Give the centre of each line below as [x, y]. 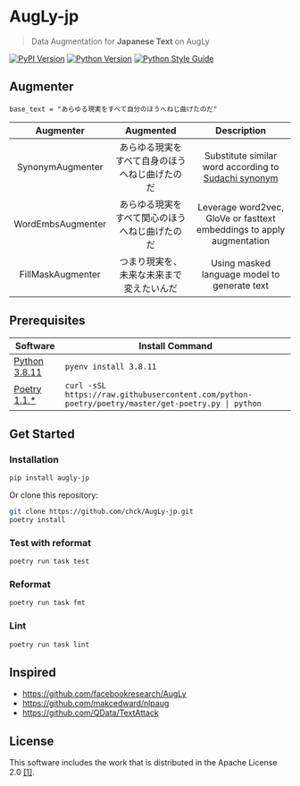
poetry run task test [50, 561]
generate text [241, 286]
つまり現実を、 [151, 261]
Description [241, 130]
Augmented [150, 130]
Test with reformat [50, 543]
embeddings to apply [241, 229]
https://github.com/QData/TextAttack [90, 713]
